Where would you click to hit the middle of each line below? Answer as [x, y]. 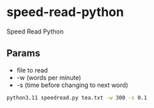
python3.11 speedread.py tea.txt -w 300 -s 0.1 [77, 98]
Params [23, 53]
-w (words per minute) [49, 77]
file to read [32, 70]
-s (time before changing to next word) [72, 85]
